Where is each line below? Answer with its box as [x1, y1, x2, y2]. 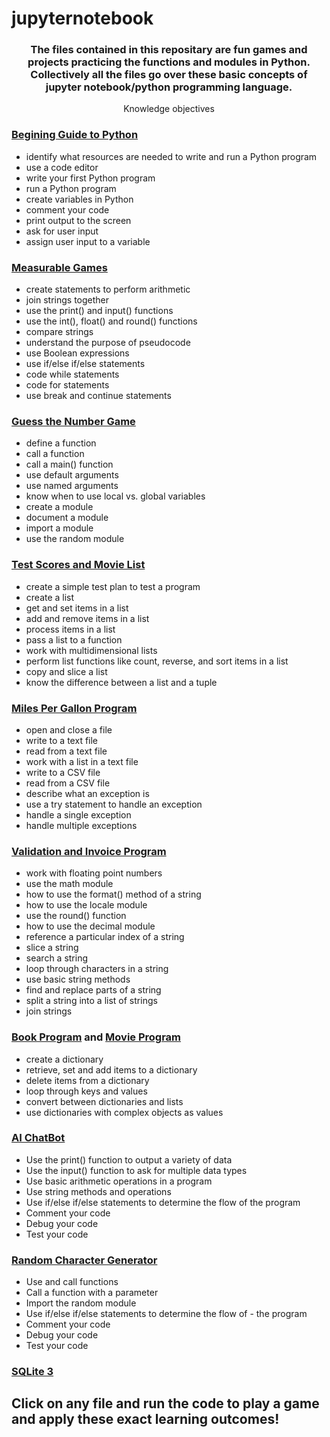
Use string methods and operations [25, 1185, 172, 1197]
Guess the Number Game [11, 415, 136, 428]
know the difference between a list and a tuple [25, 676, 218, 688]
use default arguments [25, 469, 119, 481]
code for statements [25, 379, 110, 391]
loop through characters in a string [25, 963, 169, 975]
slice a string [25, 942, 79, 954]
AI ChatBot [11, 1131, 66, 1145]
